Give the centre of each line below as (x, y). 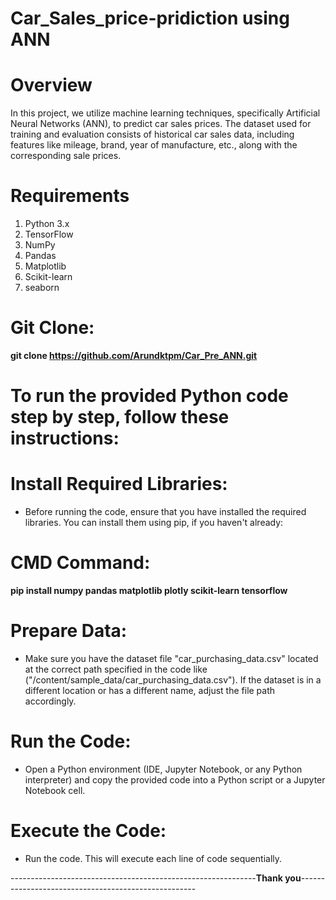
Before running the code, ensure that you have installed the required (165, 512)
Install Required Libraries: (119, 484)
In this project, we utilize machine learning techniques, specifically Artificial (165, 113)
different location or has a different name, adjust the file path (150, 690)
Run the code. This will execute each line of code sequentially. (153, 858)
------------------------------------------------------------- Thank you (156, 878)
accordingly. (50, 701)
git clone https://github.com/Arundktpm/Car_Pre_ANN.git (134, 355)
